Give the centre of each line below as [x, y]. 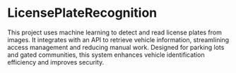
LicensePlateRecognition [82, 13]
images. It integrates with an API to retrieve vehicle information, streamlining [118, 39]
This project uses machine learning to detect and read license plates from [115, 32]
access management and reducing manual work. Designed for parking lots [116, 47]
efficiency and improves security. [56, 62]
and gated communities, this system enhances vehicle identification [106, 55]
